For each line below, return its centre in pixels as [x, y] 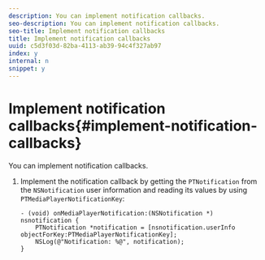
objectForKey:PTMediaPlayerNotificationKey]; [98, 234]
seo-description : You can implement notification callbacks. [114, 23]
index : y [23, 53]
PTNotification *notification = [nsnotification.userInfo [135, 228]
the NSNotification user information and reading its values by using [134, 190]
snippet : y [27, 69]
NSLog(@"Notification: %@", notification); [110, 241]
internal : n [28, 62]
